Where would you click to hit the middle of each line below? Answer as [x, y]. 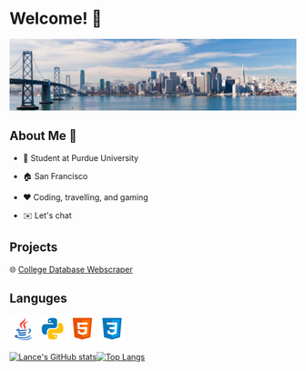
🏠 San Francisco [55, 175]
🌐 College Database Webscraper [71, 269]
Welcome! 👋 [56, 19]
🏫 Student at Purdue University [81, 157]
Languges [39, 298]
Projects [34, 248]
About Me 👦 [43, 136]
